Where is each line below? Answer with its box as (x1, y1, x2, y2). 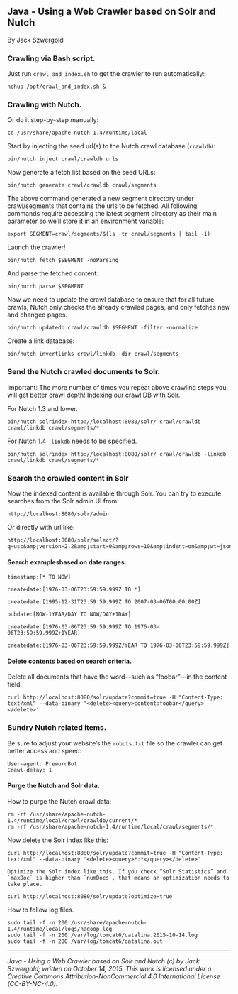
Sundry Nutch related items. (7, 723, 107, 733)
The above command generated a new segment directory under (7, 195, 195, 203)
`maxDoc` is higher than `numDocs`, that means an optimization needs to (7, 874, 230, 881)
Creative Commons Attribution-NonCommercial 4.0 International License (7, 972, 221, 981)
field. (7, 680, 23, 689)
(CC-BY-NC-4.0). (7, 979, 58, 988)
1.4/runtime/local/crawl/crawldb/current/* (7, 816, 138, 824)
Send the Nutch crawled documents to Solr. (7, 367, 161, 377)
